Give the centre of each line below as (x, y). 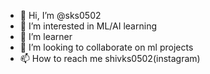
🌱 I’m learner (46, 36)
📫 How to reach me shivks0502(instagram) (110, 58)
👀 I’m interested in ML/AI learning (88, 26)
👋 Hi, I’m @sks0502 (60, 15)
